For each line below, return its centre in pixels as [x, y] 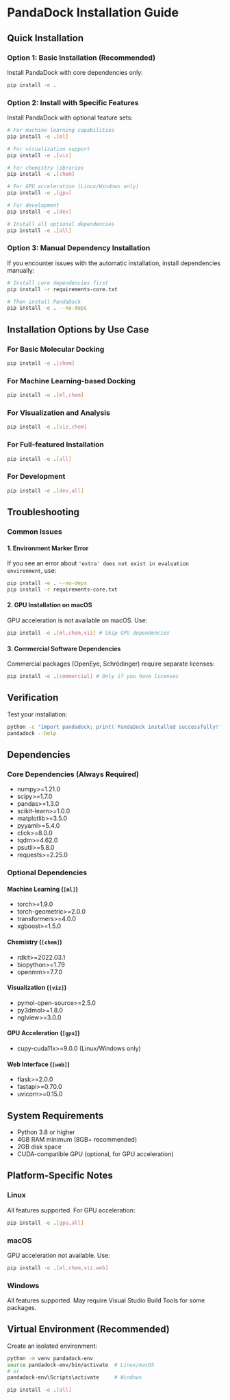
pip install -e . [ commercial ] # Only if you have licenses [93, 677]
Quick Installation [46, 38]
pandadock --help [32, 733]
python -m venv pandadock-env [50, 1358]
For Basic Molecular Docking [56, 349]
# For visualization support [49, 149]
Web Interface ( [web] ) [38, 1064]
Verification [33, 698]
